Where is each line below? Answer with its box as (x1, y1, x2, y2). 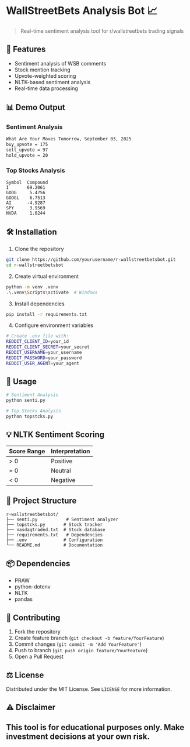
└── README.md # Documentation (6, 542, 103, 548)
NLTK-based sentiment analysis (14, 78, 91, 85)
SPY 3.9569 (6, 205, 45, 211)
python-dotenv (14, 583, 51, 590)
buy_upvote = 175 (6, 142, 48, 147)
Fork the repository (14, 628, 61, 635)
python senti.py (6, 398, 45, 404)
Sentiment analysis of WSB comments (14, 60, 107, 67)
